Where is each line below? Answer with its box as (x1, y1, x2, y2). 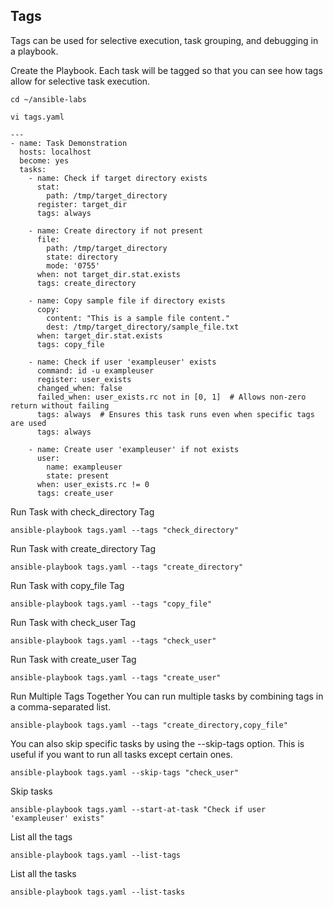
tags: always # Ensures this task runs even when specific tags (36, 409, 315, 419)
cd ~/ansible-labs (10, 94, 87, 104)
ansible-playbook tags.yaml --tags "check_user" (10, 635, 217, 646)
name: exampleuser (46, 462, 123, 472)
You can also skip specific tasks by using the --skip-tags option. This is (10, 737, 305, 749)
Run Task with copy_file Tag (10, 579, 125, 591)
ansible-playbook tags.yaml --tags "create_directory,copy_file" (10, 720, 288, 730)
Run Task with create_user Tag (10, 653, 137, 665)
